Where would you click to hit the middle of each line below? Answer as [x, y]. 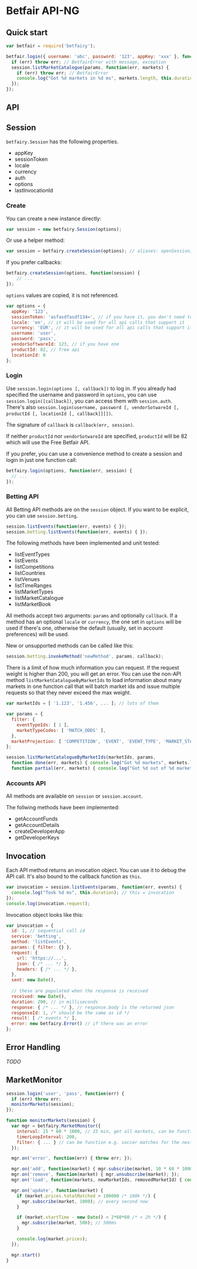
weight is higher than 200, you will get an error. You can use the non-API [94, 674]
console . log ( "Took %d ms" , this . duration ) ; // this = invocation [93, 892]
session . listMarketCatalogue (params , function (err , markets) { [90, 67]
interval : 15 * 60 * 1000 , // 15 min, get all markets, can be [96, 1131]
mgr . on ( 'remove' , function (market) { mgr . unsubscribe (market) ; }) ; [96, 1174]
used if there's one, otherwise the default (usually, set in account [84, 628]
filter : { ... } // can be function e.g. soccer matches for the [98, 1142]
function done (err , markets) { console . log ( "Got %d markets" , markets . [101, 763]
